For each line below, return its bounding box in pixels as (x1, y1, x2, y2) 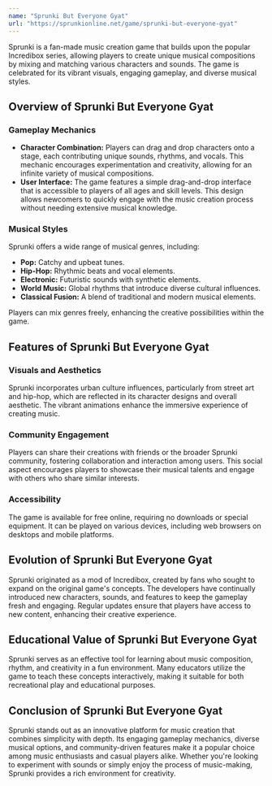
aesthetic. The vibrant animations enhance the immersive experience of (8, 400, 249, 410)
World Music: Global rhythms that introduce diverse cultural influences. (19, 284, 261, 293)
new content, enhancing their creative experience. (8, 609, 177, 619)
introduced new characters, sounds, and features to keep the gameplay (8, 592, 248, 601)
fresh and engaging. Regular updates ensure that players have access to (8, 601, 252, 610)
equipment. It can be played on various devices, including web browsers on (8, 521, 261, 531)
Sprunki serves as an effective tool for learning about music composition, (8, 654, 253, 664)
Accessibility (8, 493, 62, 505)
